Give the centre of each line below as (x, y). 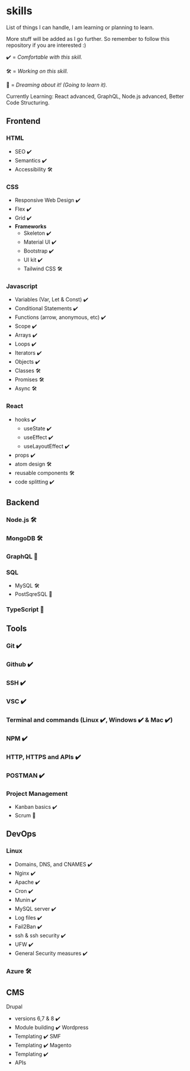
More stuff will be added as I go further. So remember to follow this (88, 39)
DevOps (21, 834)
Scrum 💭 (25, 815)
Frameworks (30, 226)
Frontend (23, 121)
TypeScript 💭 (25, 609)
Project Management (37, 793)
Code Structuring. (28, 103)
